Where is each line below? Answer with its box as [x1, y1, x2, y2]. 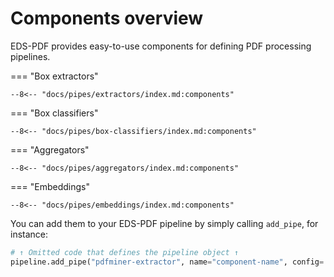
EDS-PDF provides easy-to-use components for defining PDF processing [10, 40, 312, 52]
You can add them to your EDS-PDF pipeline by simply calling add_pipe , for [10, 217, 319, 229]
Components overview [10, 7, 204, 30]
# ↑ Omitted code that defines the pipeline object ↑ [10, 247, 240, 257]
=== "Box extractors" [10, 70, 99, 82]
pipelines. [10, 50, 51, 62]
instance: [10, 228, 49, 240]
